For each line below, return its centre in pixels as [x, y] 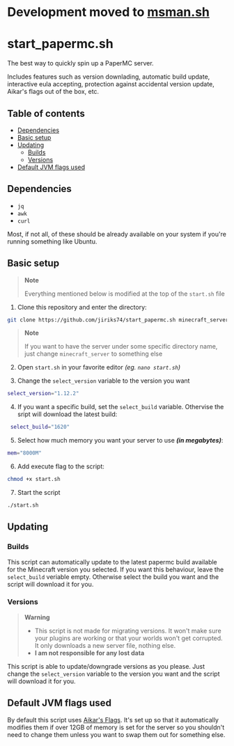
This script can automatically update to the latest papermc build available [112, 562]
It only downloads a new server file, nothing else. [105, 645]
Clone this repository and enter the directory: [82, 307]
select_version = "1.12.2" [43, 394]
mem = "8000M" [24, 453]
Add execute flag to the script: [61, 466]
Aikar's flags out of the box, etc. [53, 92]
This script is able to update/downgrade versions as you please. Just [106, 666]
